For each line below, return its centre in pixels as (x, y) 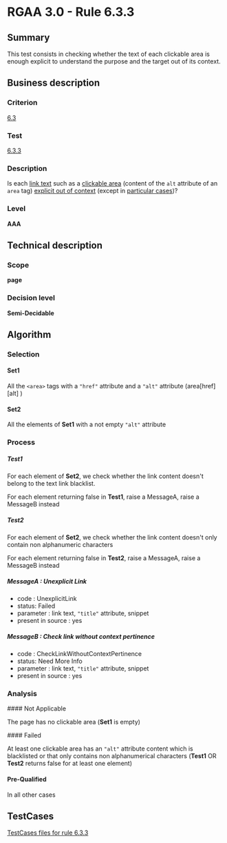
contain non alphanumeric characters (60, 545)
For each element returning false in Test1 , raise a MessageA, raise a (103, 497)
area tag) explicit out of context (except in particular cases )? (93, 191)
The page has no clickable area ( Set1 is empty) (74, 722)
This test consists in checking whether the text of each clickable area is (108, 54)
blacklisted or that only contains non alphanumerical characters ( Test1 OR (112, 756)
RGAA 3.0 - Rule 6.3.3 (71, 12)
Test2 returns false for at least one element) (70, 764)
